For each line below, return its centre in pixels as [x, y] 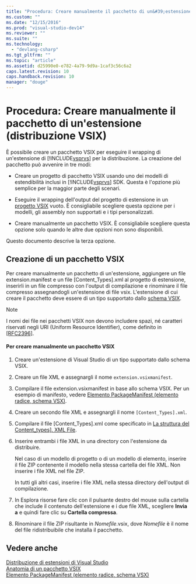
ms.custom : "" [23, 17]
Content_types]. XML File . [45, 430]
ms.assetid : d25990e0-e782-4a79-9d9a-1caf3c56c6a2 [69, 66]
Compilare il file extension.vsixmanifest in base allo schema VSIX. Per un [102, 388]
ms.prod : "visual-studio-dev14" [45, 28]
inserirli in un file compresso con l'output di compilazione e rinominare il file [97, 286]
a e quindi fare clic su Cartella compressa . [66, 512]
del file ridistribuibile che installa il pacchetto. [69, 530]
